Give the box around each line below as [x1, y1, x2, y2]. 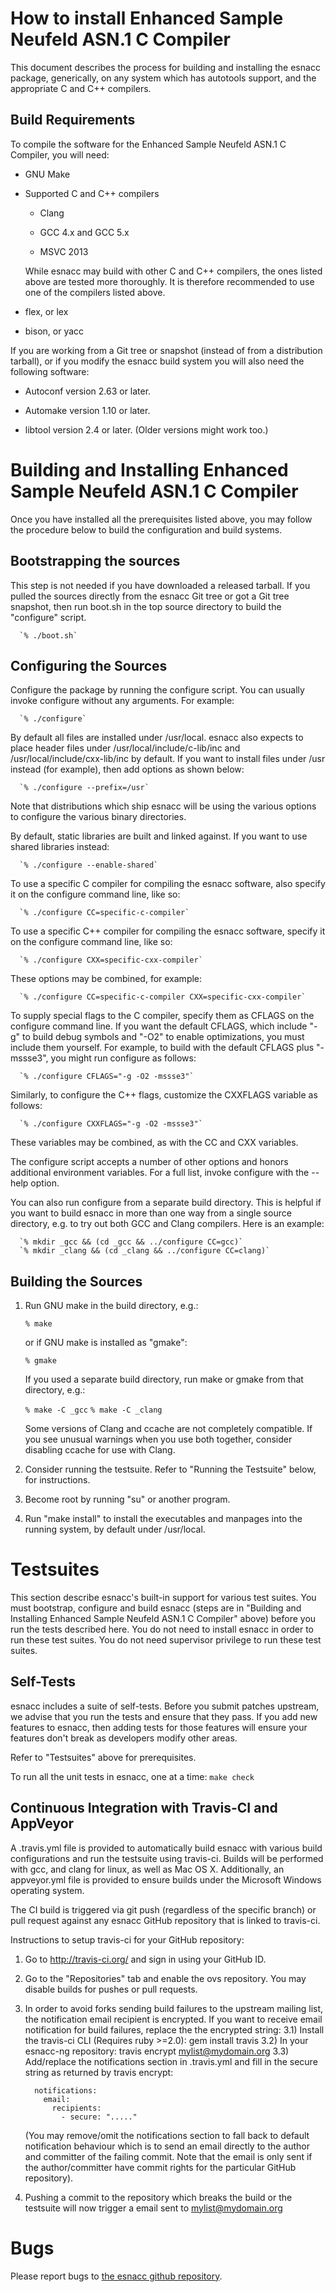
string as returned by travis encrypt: [24, 2066, 174, 2078]
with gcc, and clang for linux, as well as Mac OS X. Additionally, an [10, 1863, 285, 1875]
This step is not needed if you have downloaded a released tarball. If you [10, 579, 311, 591]
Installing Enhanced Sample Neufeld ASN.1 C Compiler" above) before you [10, 1613, 317, 1625]
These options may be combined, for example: [10, 973, 203, 985]
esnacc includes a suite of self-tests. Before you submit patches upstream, [10, 1700, 320, 1712]
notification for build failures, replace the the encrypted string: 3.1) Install [24, 2023, 325, 2036]
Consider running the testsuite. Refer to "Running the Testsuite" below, [24, 1463, 317, 1476]
